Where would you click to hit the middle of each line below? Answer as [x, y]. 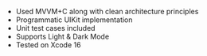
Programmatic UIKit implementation [74, 20]
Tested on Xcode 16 [48, 45]
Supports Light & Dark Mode [62, 36]
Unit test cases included [55, 28]
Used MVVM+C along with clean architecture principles [107, 11]
